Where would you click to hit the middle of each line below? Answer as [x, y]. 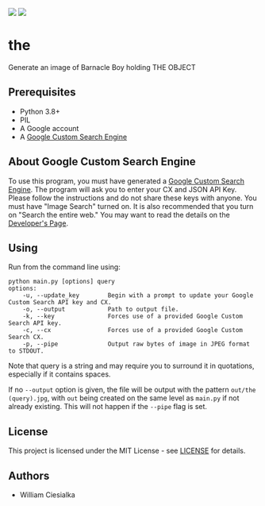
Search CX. [26, 338]
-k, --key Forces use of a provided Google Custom [133, 317]
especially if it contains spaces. [60, 374]
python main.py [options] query [61, 282]
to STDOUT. [26, 351]
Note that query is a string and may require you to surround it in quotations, [132, 366]
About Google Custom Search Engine [102, 162]
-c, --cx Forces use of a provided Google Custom [133, 330]
